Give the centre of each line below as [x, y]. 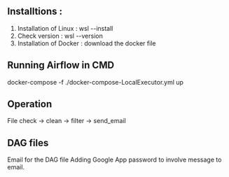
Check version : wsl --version [60, 36]
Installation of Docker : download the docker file [86, 43]
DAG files [28, 143]
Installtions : [35, 12]
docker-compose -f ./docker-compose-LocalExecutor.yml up [96, 82]
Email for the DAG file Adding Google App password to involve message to [114, 160]
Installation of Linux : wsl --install [65, 28]
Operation [30, 104]
